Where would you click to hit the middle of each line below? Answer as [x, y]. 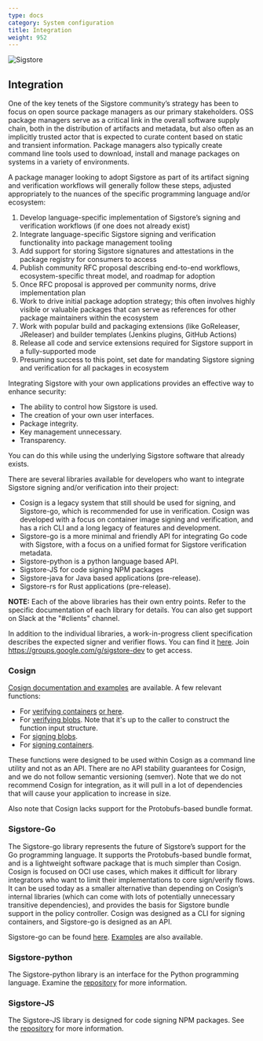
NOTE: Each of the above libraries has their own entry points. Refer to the [127, 602]
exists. [19, 464]
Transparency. [43, 441]
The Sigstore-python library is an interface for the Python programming [124, 974]
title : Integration [40, 30]
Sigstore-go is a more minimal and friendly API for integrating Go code [133, 537]
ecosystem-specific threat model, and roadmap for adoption [117, 276]
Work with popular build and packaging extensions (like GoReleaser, [130, 327]
